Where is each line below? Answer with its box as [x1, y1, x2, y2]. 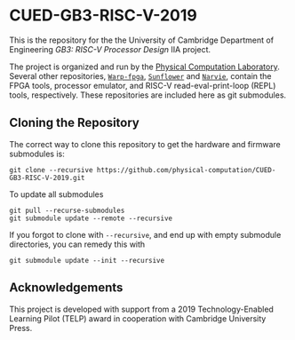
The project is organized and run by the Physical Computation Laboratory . [9, 61, 280, 72]
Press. [9, 322, 33, 333]
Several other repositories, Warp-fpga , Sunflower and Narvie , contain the [9, 70, 272, 81]
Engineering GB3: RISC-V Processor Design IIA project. [9, 43, 211, 54]
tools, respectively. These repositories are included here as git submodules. [9, 90, 287, 100]
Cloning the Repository [9, 115, 140, 130]
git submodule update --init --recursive [9, 256, 165, 265]
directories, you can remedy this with [9, 239, 146, 249]
